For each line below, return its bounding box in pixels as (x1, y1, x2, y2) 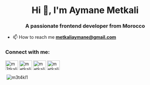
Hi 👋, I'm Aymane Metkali (31, 5, 139, 16)
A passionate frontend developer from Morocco (25, 23, 145, 30)
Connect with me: (5, 49, 50, 56)
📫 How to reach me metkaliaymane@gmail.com (12, 34, 117, 40)
